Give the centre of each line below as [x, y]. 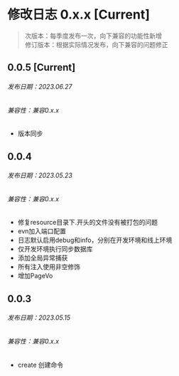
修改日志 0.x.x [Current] [79, 15]
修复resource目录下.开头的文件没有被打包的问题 [88, 223]
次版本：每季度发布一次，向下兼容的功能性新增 [93, 36]
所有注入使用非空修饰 [49, 267]
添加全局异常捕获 [43, 258]
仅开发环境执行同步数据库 [55, 249]
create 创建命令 [40, 365]
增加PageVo [35, 276]
